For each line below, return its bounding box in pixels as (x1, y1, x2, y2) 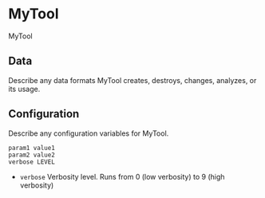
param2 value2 (8, 151, 56, 159)
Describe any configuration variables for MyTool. (8, 129, 169, 138)
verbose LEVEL (8, 157, 56, 166)
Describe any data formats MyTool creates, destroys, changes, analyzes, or (8, 75, 257, 85)
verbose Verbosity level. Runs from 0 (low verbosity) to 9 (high (19, 172, 225, 181)
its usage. (8, 84, 41, 93)
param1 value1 (8, 144, 56, 152)
